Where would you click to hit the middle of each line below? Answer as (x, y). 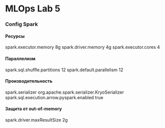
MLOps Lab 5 (33, 9)
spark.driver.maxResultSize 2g (37, 120)
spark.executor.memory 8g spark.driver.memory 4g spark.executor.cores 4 (83, 47)
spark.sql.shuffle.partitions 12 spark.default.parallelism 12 (64, 70)
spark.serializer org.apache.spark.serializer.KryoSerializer (65, 92)
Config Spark (22, 24)
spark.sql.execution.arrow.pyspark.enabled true (54, 97)
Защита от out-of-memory (34, 109)
